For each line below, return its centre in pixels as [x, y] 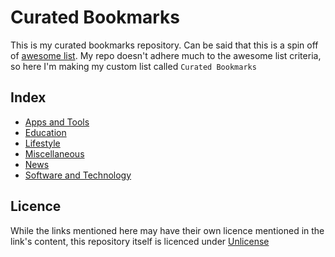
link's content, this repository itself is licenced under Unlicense [140, 241]
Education [45, 132]
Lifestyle [42, 143]
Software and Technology [78, 175]
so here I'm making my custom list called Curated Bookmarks [133, 66]
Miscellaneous [54, 153]
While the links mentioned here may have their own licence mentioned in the [167, 230]
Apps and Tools [57, 122]
